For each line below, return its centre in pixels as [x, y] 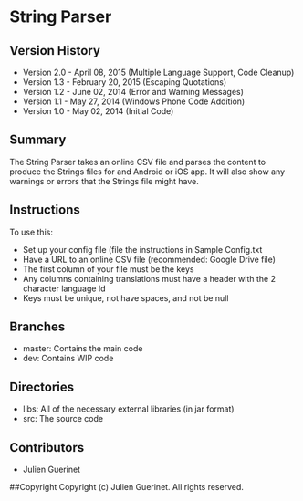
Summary [38, 140]
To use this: [31, 232]
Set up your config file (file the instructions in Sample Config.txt [142, 249]
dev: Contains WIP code [68, 359]
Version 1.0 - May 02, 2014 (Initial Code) [98, 111]
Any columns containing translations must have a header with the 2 [149, 278]
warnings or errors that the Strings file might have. [104, 181]
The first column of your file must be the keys [108, 269]
